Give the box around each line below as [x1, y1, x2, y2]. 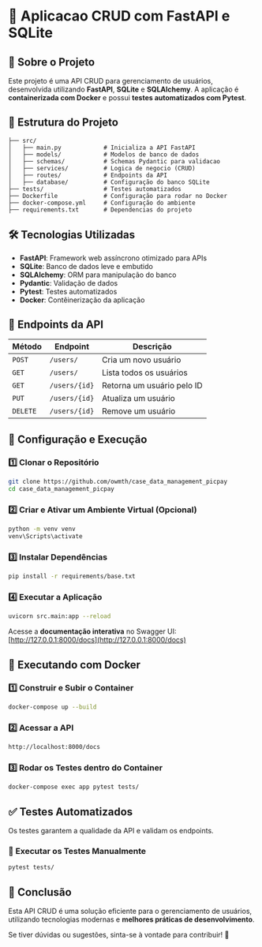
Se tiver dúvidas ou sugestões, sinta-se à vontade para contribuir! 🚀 [8, 930, 230, 939]
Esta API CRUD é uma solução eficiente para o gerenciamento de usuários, [8, 906, 253, 915]
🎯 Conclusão [8, 885, 73, 899]
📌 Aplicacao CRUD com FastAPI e [8, 7, 230, 25]
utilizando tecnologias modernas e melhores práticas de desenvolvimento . [8, 915, 255, 924]
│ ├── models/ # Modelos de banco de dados [8, 150, 200, 159]
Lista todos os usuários [101, 367, 188, 378]
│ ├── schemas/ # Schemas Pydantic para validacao [8, 157, 221, 165]
